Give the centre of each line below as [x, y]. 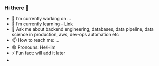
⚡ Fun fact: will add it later [39, 53]
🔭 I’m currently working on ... [41, 19]
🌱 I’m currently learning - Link [42, 24]
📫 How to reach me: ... [36, 40]
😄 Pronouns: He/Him [34, 47]
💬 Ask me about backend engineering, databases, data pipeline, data [83, 29]
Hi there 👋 [17, 8]
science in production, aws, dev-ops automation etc [65, 35]
